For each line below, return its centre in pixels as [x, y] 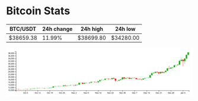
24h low [125, 29]
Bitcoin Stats [38, 11]
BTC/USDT [23, 29]
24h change [58, 29]
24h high [92, 29]
